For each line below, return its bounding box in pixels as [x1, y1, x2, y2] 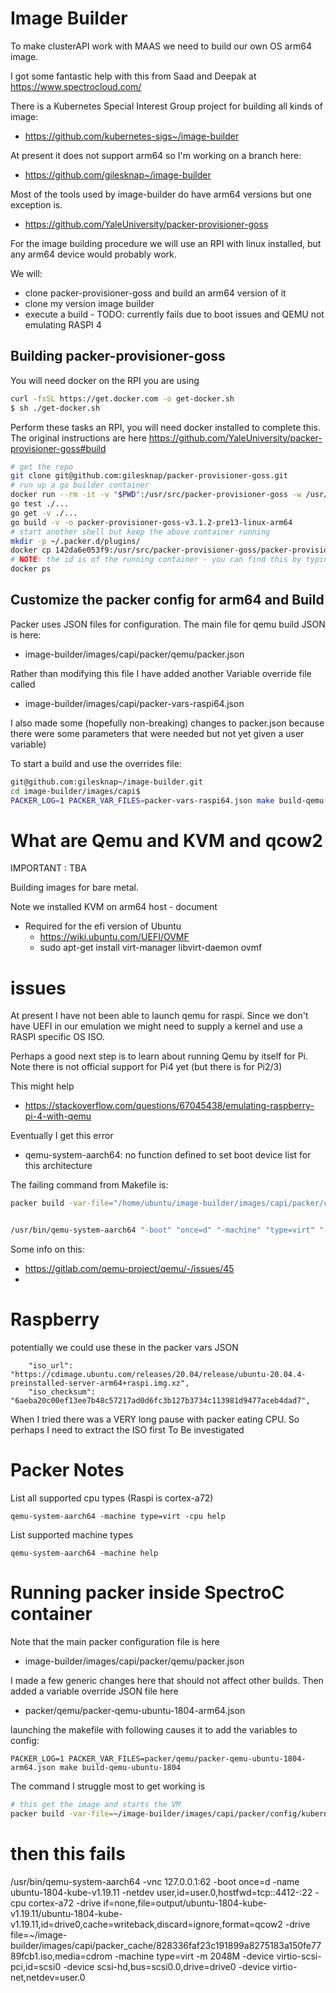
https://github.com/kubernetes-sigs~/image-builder [24, 130, 240, 142]
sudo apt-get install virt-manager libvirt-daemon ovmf [39, 942, 263, 954]
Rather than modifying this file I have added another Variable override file [10, 667, 312, 679]
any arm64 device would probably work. [10, 248, 177, 260]
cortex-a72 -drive [28, 1897, 102, 1909]
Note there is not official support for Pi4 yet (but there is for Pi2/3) [10, 1061, 283, 1073]
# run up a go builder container [10, 480, 150, 491]
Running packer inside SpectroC [10, 1582, 285, 1604]
